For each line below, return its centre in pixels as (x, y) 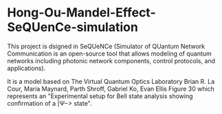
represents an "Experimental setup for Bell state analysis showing (100, 96)
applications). (26, 68)
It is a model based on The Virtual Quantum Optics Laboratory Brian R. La (111, 81)
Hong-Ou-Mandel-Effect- (81, 13)
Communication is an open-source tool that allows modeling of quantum (109, 54)
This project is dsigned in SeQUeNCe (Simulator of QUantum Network (106, 46)
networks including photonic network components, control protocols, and (111, 60)
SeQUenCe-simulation (73, 27)
